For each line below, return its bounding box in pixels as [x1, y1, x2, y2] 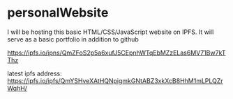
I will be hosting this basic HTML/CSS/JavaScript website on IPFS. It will [7, 28, 214, 36]
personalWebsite [7, 5, 109, 21]
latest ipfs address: [7, 69, 62, 78]
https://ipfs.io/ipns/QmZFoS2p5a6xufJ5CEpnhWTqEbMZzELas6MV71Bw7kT [7, 48, 226, 57]
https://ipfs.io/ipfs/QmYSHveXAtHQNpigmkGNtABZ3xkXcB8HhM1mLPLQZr [7, 76, 223, 84]
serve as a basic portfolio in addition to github [7, 35, 140, 43]
